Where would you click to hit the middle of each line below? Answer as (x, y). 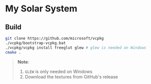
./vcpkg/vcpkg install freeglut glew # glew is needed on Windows (76, 48)
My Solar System (41, 9)
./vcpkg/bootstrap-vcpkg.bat (35, 43)
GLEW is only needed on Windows (58, 71)
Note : (23, 62)
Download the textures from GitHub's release (71, 77)
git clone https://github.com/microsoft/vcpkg (54, 38)
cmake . (13, 52)
